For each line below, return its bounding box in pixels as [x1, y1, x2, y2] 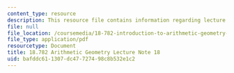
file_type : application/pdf [7, 36, 89, 43]
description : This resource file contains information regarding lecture [7, 17, 226, 24]
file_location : [7, 29, 52, 37]
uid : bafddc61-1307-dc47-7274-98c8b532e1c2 [7, 56, 136, 63]
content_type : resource [7, 10, 77, 17]
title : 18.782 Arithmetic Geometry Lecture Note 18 [7, 49, 160, 56]
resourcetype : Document [7, 42, 77, 49]
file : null [7, 23, 39, 30]
